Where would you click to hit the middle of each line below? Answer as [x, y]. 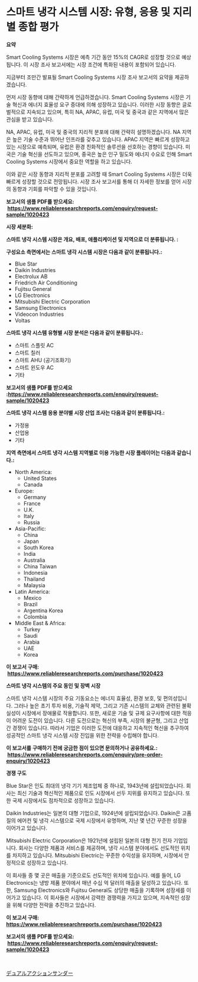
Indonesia [35, 572]
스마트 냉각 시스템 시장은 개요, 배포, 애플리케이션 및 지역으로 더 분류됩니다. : [92, 239]
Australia [34, 560]
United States [40, 478]
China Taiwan [40, 566]
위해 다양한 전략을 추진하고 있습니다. [54, 905]
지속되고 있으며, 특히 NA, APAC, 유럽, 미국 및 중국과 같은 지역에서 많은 [108, 112]
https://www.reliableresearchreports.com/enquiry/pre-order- [85, 754]
